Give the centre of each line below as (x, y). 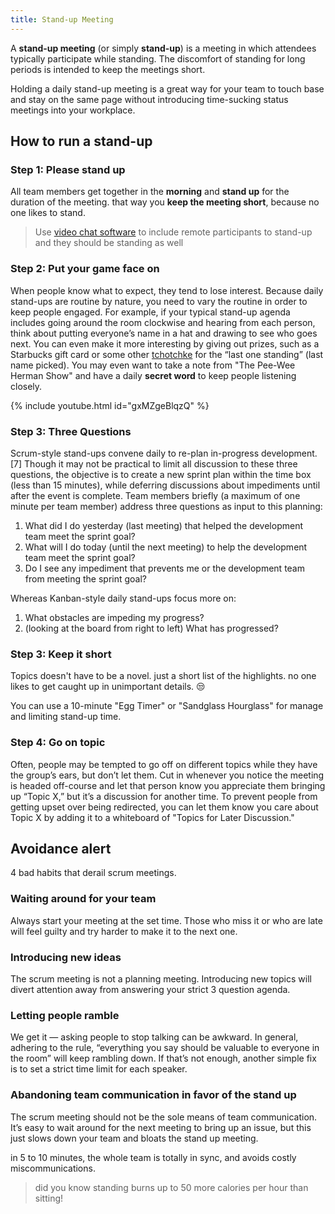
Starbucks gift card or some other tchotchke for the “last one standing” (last (167, 354)
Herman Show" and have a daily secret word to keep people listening (153, 375)
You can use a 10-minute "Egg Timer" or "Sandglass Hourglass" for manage (167, 706)
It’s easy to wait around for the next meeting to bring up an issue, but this (161, 1127)
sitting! (49, 1198)
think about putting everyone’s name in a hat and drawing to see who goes (164, 333)
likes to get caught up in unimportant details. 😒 (108, 687)
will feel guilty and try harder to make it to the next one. (124, 931)
